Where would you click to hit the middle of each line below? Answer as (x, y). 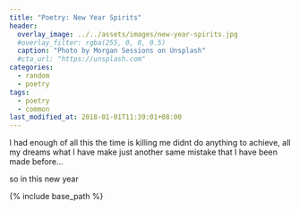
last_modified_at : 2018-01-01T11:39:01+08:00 (95, 117)
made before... (36, 162)
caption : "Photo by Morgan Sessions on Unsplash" (111, 51)
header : (24, 26)
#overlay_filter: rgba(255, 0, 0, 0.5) (92, 42)
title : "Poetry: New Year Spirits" (76, 17)
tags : (19, 92)
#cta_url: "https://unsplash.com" (81, 59)
